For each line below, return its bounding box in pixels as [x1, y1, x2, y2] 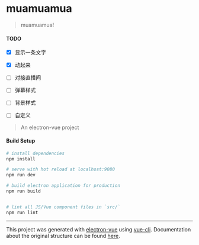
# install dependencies [6, 150, 65, 156]
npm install [6, 156, 36, 162]
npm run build [6, 188, 41, 194]
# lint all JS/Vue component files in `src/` [6, 204, 120, 210]
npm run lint [6, 209, 38, 215]
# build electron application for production [6, 183, 120, 189]
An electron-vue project [20, 124, 79, 131]
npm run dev [6, 172, 36, 178]
